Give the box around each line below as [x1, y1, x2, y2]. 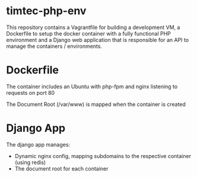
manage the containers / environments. [6, 43, 103, 50]
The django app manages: [6, 141, 70, 148]
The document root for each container [14, 165, 109, 172]
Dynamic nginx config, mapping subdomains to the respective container [14, 152, 192, 159]
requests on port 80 [6, 89, 55, 96]
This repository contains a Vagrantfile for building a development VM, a [6, 24, 180, 31]
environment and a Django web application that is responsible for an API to [6, 36, 189, 43]
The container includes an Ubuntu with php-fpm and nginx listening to [6, 83, 178, 90]
